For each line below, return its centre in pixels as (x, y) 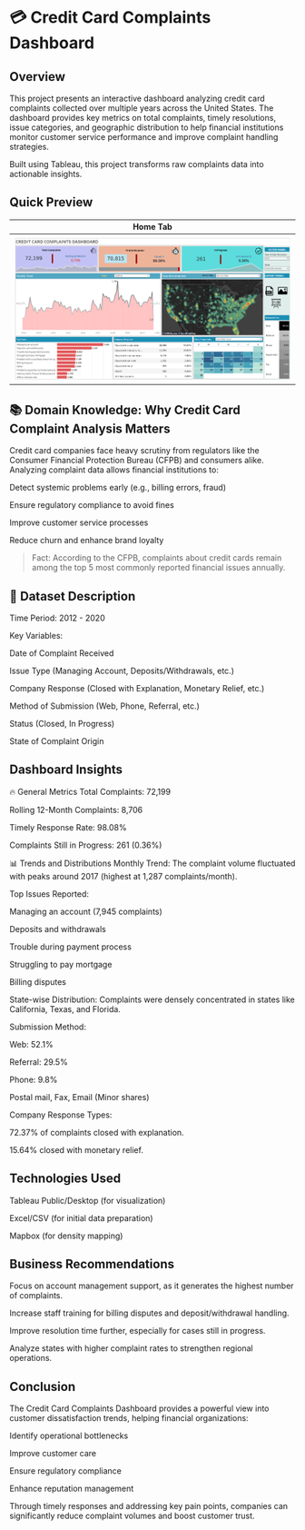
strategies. (30, 147)
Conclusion (43, 1386)
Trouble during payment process (70, 947)
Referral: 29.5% (39, 1062)
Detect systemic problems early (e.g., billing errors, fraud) (118, 488)
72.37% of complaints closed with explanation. (97, 1132)
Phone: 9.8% (34, 1079)
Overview (38, 77)
